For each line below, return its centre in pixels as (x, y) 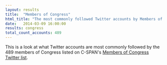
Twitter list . (17, 57)
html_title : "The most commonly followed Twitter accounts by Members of (84, 19)
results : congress (24, 28)
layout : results (22, 10)
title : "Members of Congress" (38, 14)
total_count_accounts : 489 (33, 33)
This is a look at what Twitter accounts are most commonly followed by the (82, 47)
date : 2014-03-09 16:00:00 (36, 24)
